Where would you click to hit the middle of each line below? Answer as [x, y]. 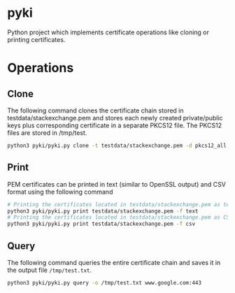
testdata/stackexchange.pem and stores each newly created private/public [115, 117]
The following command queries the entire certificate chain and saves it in [114, 262]
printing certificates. [36, 39]
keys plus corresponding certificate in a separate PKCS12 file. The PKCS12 [115, 125]
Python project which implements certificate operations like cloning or [108, 32]
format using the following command [60, 192]
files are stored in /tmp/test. [47, 133]
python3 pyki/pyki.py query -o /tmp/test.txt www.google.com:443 [104, 283]
